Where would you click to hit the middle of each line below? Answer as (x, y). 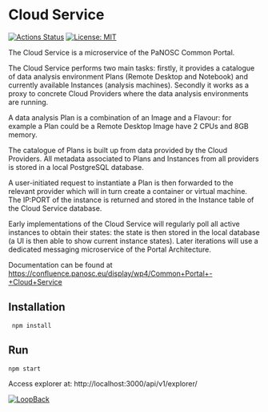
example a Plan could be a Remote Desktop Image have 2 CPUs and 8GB (129, 126)
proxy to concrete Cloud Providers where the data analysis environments (128, 93)
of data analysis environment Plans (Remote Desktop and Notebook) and (128, 76)
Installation (37, 307)
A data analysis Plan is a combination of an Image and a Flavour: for (120, 117)
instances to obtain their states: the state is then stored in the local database (134, 232)
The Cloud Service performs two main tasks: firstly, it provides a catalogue (132, 68)
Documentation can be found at (61, 265)
